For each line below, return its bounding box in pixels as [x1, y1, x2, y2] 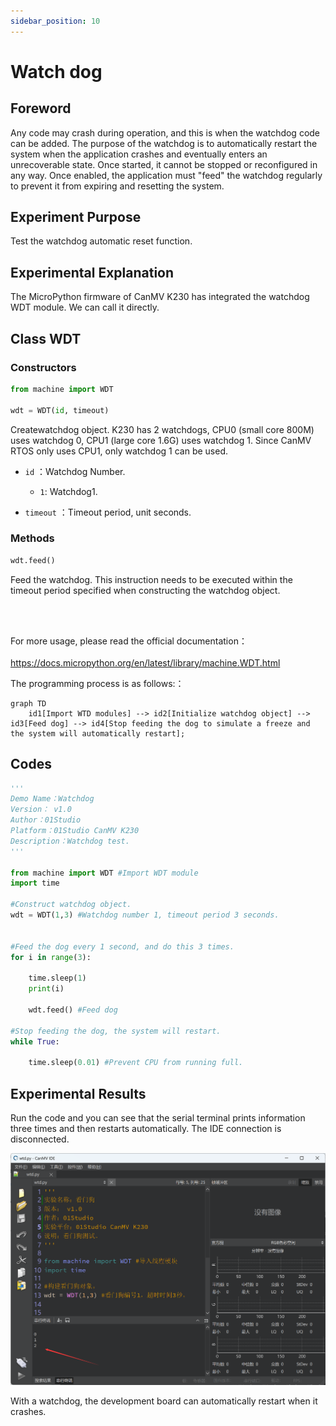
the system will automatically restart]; [10, 728, 186, 739]
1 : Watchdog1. [39, 485, 98, 497]
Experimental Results [10, 1085, 147, 1102]
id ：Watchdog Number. [24, 465, 126, 477]
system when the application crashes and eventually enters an [10, 148, 268, 160]
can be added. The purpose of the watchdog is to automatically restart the [10, 137, 318, 149]
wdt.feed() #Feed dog [28, 1005, 118, 1015]
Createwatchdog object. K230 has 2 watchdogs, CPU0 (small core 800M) [10, 423, 315, 435]
